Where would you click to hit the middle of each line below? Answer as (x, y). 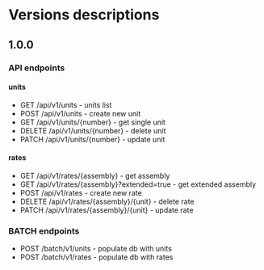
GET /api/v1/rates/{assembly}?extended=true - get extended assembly (138, 184)
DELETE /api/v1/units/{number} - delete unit (93, 130)
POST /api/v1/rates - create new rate (81, 192)
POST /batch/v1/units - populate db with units (96, 249)
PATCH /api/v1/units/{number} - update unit (92, 139)
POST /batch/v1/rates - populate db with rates (96, 257)
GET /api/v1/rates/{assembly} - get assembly (95, 175)
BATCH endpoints (44, 230)
